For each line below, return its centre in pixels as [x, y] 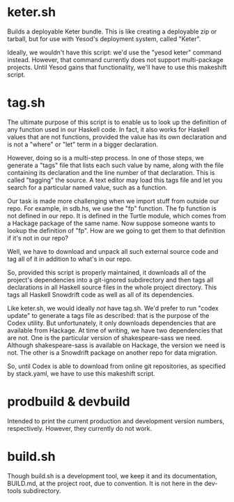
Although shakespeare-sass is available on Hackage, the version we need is [116, 345]
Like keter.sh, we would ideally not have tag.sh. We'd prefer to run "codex [113, 308]
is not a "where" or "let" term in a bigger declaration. [83, 144]
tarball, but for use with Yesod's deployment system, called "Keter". [104, 38]
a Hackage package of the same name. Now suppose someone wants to [111, 223]
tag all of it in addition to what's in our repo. [70, 259]
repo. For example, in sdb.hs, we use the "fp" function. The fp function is [112, 208]
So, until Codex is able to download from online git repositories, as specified [117, 366]
